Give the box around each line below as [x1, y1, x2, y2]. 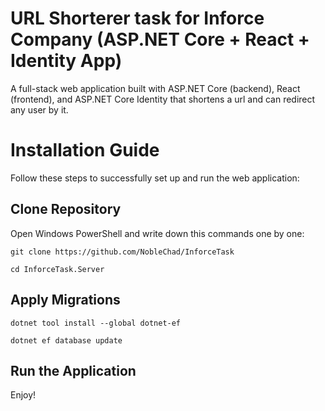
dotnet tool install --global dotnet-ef [10, 318, 182, 328]
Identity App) [10, 50, 123, 72]
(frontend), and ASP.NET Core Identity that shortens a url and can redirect [10, 93, 316, 105]
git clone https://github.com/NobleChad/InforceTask [10, 247, 235, 257]
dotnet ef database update [10, 335, 123, 346]
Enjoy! [10, 389, 37, 401]
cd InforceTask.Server [10, 264, 105, 274]
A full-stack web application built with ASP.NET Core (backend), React [10, 82, 301, 94]
